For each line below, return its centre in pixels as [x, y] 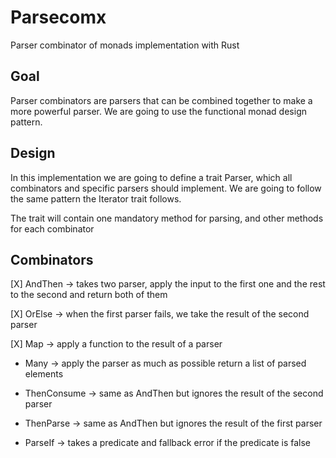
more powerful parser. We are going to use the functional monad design [158, 111]
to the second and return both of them [89, 295]
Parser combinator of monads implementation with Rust [125, 45]
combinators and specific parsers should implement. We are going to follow [166, 188]
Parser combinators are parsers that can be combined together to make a [161, 100]
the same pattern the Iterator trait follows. [96, 198]
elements [44, 374]
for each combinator [52, 228]
